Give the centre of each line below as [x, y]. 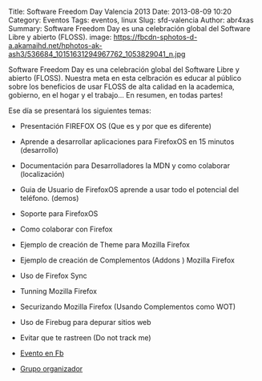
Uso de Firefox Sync [54, 276]
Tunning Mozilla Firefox [58, 291]
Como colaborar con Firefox [66, 229]
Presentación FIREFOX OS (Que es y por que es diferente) [116, 126]
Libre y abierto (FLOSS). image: [60, 37]
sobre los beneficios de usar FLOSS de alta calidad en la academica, [121, 86]
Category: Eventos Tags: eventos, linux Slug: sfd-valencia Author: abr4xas [131, 20]
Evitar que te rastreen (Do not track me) [85, 338]
